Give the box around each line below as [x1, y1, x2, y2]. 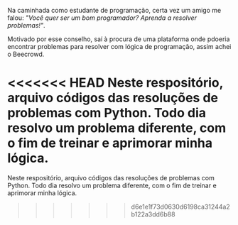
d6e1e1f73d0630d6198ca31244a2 [131, 202, 231, 211]
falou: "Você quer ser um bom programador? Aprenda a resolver [7, 13, 198, 22]
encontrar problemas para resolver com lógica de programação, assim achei [7, 43, 232, 50]
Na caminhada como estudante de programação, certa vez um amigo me [7, 6, 222, 14]
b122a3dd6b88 [131, 209, 175, 219]
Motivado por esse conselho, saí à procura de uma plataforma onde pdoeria [7, 35, 230, 43]
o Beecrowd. [7, 50, 45, 58]
